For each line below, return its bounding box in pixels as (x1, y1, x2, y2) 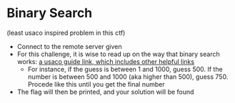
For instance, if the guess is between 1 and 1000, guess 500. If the (27, 65, 223, 73)
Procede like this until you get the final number (27, 80, 165, 88)
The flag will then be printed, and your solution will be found (16, 87, 194, 96)
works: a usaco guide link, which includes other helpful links (16, 57, 194, 65)
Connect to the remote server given (16, 42, 122, 50)
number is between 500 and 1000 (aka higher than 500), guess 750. (27, 72, 229, 81)
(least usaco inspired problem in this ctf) (6, 28, 126, 37)
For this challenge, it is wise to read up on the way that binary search (16, 50, 220, 58)
